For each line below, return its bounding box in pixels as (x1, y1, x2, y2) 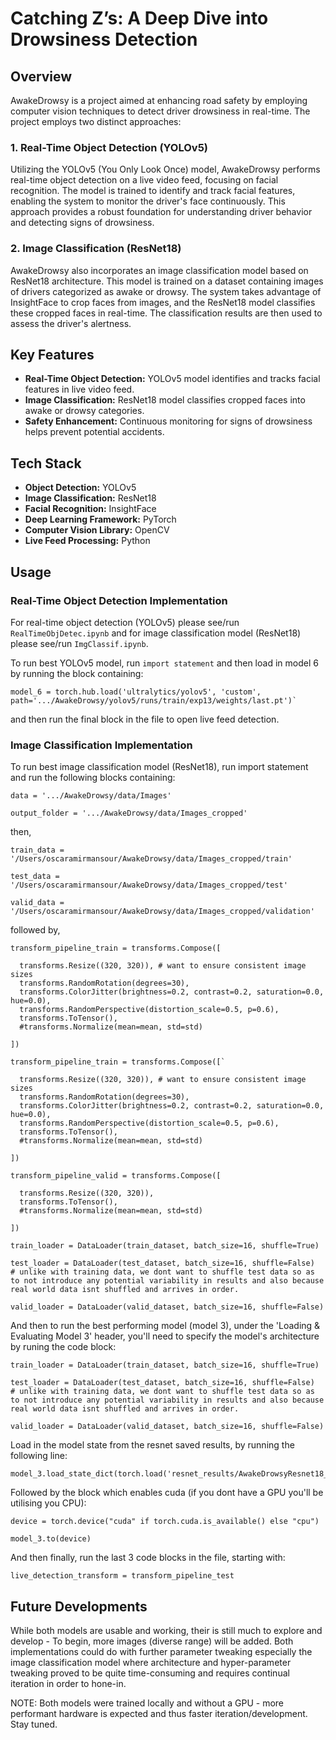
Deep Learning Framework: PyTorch (24, 513, 177, 526)
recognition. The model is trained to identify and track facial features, (10, 185, 296, 197)
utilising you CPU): (10, 1497, 87, 1509)
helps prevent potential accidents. (24, 426, 165, 438)
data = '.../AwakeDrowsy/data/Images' (10, 791, 172, 801)
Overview (10, 68, 73, 85)
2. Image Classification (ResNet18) (10, 242, 182, 256)
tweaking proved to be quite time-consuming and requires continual (10, 1667, 290, 1679)
